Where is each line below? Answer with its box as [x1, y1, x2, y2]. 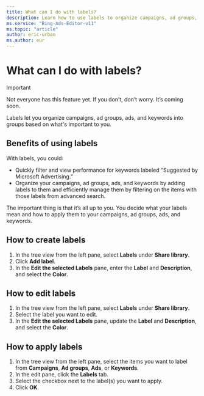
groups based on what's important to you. [6, 120, 111, 128]
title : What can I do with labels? [6, 9, 97, 15]
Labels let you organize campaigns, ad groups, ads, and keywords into [6, 114, 184, 121]
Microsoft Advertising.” [15, 172, 73, 180]
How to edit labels [6, 288, 76, 298]
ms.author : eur [6, 37, 45, 43]
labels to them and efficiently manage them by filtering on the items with [15, 186, 197, 193]
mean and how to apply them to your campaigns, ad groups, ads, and [6, 210, 181, 218]
